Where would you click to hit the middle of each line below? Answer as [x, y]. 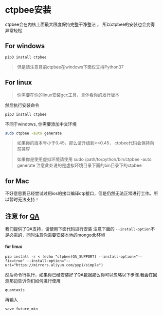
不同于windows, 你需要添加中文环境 [41, 124]
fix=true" [15, 261]
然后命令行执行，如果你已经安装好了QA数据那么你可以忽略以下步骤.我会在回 [81, 275]
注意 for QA [22, 216]
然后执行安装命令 [22, 105]
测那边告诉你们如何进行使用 [33, 281]
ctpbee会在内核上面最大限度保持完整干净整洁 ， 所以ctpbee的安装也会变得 [80, 24]
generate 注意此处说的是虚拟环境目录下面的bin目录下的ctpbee [79, 165]
